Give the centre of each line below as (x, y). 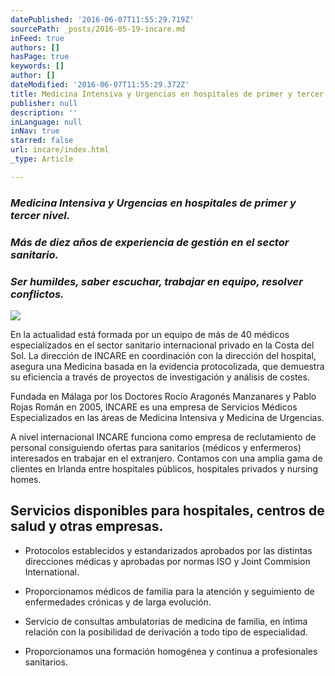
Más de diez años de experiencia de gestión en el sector (150, 242)
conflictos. (37, 294)
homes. (26, 479)
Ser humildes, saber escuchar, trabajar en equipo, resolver (156, 281)
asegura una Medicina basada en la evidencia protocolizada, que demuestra (167, 366)
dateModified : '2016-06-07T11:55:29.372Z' (100, 85)
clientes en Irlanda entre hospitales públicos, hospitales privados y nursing (164, 468)
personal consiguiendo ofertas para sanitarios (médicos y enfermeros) (156, 447)
